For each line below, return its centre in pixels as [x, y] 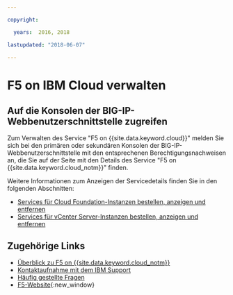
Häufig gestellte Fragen [51, 278]
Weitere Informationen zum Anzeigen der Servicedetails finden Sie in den [112, 181]
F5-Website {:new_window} [56, 285]
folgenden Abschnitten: [41, 189]
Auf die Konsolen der [54, 111]
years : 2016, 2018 [42, 32]
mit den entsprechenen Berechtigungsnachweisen [154, 153]
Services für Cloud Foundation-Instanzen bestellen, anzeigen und [112, 202]
